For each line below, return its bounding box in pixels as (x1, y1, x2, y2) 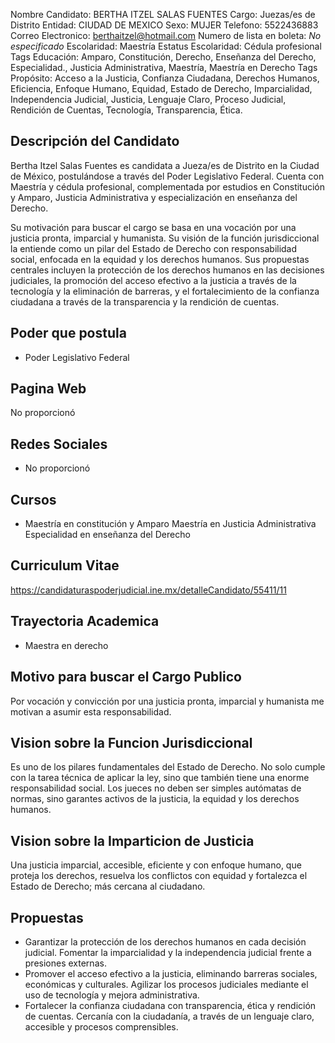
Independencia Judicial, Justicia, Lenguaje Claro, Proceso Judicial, (10, 94, 287, 105)
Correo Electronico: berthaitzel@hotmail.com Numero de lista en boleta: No (10, 30, 322, 41)
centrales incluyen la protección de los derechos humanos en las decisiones (10, 264, 325, 276)
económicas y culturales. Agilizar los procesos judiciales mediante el (24, 978, 309, 990)
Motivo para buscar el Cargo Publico (10, 669, 242, 686)
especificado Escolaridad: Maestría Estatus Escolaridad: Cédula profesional (10, 40, 322, 52)
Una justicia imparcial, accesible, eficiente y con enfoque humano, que (10, 859, 302, 871)
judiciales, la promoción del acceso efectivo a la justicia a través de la (10, 274, 297, 286)
